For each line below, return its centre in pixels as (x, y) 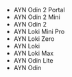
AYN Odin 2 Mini (37, 17)
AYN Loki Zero (34, 39)
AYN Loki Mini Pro (39, 31)
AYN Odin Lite (33, 60)
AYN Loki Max (33, 53)
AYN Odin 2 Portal (39, 10)
